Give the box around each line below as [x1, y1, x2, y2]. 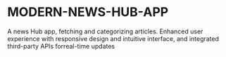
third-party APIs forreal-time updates [7, 42, 115, 50]
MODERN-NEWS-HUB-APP [7, 4, 169, 20]
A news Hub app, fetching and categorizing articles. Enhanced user [7, 27, 203, 35]
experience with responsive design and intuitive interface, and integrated [7, 34, 220, 42]
